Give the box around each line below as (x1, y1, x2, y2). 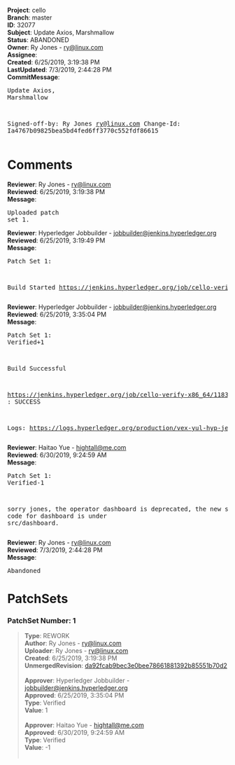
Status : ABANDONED (7, 36, 70, 44)
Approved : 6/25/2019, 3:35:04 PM (24, 691, 124, 700)
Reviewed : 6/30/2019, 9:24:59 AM (7, 450, 107, 459)
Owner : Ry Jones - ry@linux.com (7, 43, 104, 51)
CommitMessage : (7, 73, 60, 81)
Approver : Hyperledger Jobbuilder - (24, 676, 130, 685)
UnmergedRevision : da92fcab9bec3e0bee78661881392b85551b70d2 (24, 661, 227, 670)
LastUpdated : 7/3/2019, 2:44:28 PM (7, 66, 112, 74)
